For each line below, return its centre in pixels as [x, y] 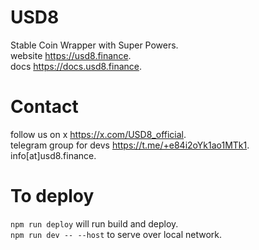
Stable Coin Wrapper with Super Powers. [94, 45]
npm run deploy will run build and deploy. [94, 223]
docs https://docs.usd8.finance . [76, 66]
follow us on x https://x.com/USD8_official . [98, 134]
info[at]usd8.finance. [53, 155]
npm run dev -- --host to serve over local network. [116, 234]
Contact [44, 107]
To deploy [52, 196]
